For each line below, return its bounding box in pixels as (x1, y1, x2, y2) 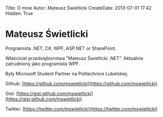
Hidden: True (5, 10, 33, 16)
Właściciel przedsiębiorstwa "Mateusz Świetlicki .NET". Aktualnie (5, 55, 143, 61)
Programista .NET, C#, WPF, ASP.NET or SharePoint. (5, 45, 117, 51)
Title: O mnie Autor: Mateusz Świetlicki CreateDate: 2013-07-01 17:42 (5, 5, 152, 11)
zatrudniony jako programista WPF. (5, 61, 80, 67)
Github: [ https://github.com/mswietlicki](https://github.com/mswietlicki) (5, 80, 158, 87)
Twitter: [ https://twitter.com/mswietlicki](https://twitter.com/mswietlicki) (5, 106, 158, 112)
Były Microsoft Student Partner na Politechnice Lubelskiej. (5, 70, 129, 76)
